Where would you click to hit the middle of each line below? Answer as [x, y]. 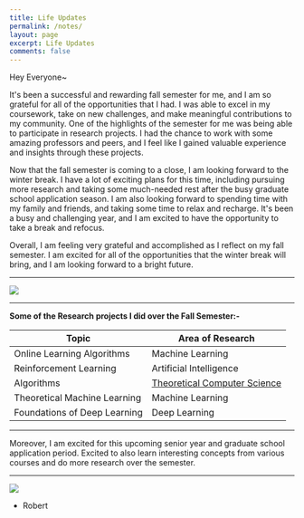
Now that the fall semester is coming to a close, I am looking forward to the [149, 170]
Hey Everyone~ [38, 77]
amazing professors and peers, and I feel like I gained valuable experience [148, 143]
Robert [35, 506]
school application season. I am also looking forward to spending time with [148, 199]
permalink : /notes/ [46, 26]
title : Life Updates [48, 18]
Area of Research [216, 339]
